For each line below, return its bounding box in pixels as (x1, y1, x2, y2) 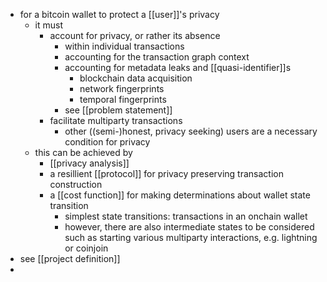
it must (34, 19, 64, 31)
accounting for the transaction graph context (64, 51, 250, 63)
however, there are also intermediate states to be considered (64, 221, 315, 233)
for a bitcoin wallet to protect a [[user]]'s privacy (19, 9, 220, 20)
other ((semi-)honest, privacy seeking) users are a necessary (64, 125, 318, 137)
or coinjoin (64, 242, 109, 254)
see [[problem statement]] (64, 104, 173, 116)
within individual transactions (64, 40, 185, 52)
